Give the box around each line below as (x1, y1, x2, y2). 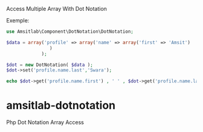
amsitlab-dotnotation (6, 99, 116, 113)
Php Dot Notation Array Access (6, 119, 85, 126)
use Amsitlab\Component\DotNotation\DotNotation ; (6, 28, 134, 35)
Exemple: (6, 17, 30, 24)
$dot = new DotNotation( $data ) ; (6, 62, 94, 68)
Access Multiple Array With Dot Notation (6, 5, 108, 12)
